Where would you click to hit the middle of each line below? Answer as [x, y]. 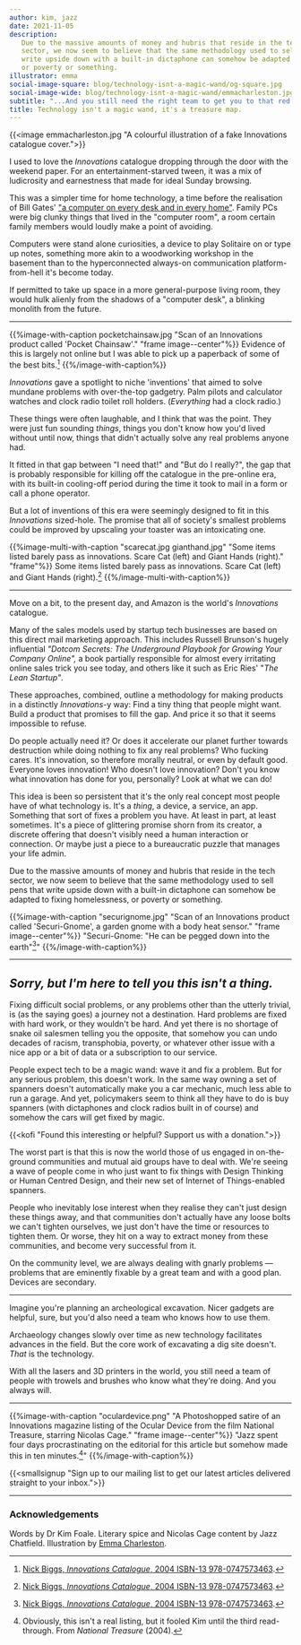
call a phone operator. [50, 493]
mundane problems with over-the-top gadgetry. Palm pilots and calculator [146, 392]
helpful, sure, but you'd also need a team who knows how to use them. [140, 1318]
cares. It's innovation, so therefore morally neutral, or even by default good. [149, 759]
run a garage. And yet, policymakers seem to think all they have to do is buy [149, 1098]
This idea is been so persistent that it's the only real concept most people [145, 796]
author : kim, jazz [43, 17]
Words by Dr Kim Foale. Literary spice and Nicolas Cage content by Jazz [143, 1533]
